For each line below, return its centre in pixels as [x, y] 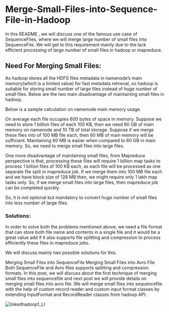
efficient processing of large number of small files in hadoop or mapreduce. [84, 50]
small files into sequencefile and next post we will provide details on [76, 279]
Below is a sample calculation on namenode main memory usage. [73, 109]
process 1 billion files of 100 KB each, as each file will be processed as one [83, 166]
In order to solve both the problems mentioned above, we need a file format [84, 227]
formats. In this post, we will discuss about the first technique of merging [81, 273]
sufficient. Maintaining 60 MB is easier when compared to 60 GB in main [80, 140]
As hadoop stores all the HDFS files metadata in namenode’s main [74, 78]
